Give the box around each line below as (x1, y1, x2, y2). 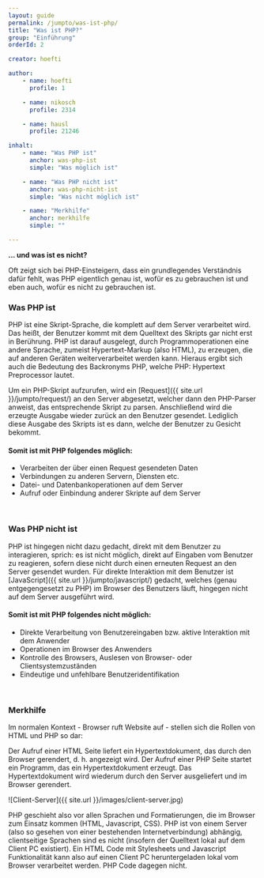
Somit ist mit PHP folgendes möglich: (8, 446, 133, 455)
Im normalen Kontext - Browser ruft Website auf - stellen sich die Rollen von (8, 722, 255, 732)
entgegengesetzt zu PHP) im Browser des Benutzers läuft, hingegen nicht (8, 583, 248, 593)
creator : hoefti (8, 55, 62, 63)
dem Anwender (19, 635, 70, 645)
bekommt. (8, 428, 41, 437)
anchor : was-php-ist (28, 156, 97, 164)
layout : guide (8, 11, 55, 20)
